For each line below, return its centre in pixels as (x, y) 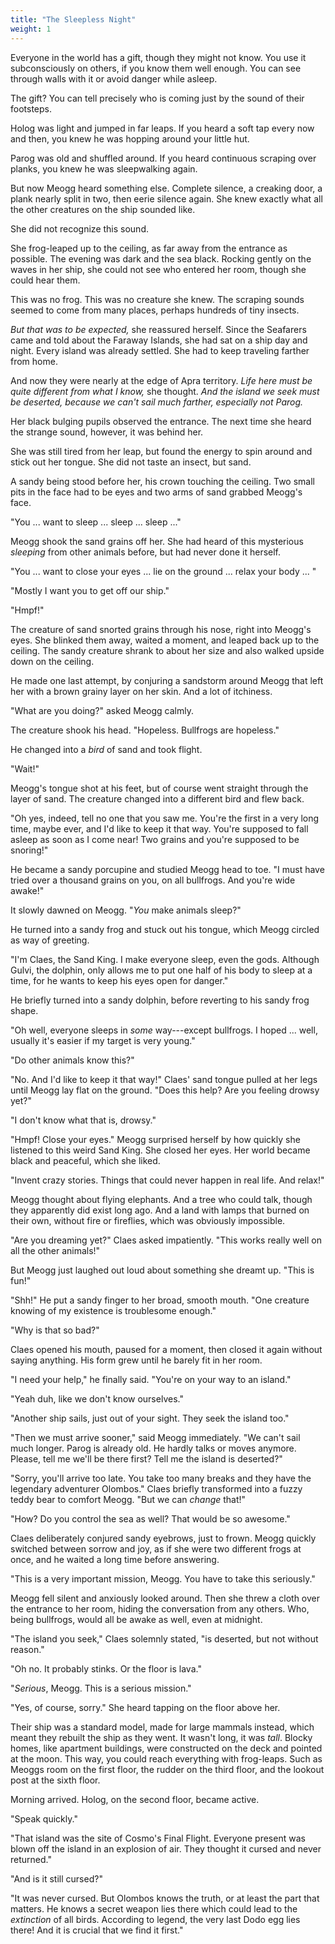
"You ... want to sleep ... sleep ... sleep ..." (96, 522)
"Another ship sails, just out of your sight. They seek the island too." (150, 1418)
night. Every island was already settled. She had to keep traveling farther (160, 350)
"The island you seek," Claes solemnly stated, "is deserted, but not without (164, 1638)
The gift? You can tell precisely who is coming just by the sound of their (157, 98)
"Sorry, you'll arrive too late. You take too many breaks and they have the (161, 1478)
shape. (24, 1010)
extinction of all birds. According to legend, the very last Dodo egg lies (155, 1919)
